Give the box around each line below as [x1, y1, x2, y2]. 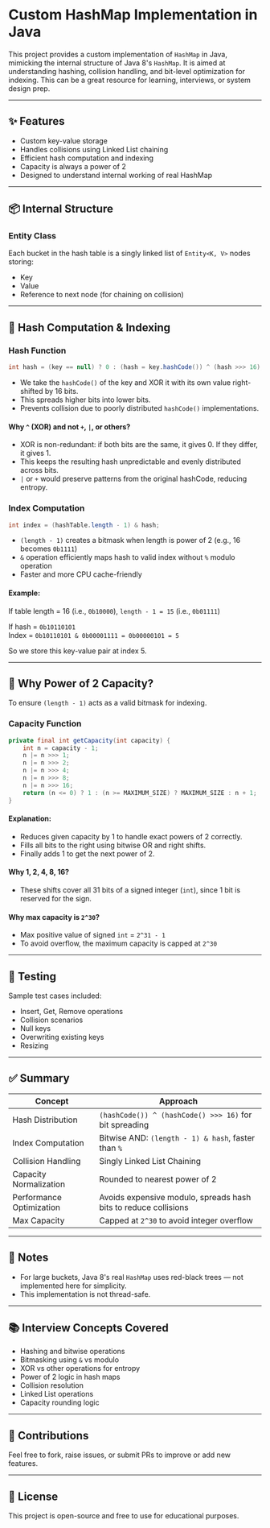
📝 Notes [8, 1251, 49, 1265]
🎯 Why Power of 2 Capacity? [8, 677, 154, 690]
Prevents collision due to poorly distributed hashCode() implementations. [19, 404, 260, 412]
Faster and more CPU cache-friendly [19, 569, 142, 579]
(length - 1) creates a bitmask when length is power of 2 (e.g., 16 [19, 536, 241, 545]
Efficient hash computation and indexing [19, 153, 154, 163]
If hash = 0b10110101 [8, 622, 76, 631]
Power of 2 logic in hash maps [19, 1372, 121, 1382]
